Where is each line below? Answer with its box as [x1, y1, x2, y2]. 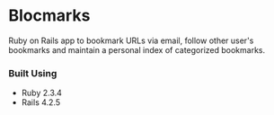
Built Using [8, 66, 57, 79]
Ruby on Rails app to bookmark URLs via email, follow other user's [8, 35, 254, 46]
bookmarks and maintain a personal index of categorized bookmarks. [8, 44, 266, 55]
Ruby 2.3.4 [21, 87, 62, 99]
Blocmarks [8, 5, 91, 26]
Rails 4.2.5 [21, 97, 60, 108]
